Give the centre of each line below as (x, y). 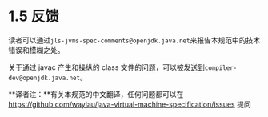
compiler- (221, 68)
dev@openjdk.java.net (44, 78)
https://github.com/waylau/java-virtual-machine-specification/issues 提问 (130, 104)
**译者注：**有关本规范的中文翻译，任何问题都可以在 (96, 94)
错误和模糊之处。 (36, 50)
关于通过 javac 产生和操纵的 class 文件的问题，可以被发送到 (107, 67)
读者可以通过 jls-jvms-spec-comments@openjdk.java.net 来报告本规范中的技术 (134, 40)
